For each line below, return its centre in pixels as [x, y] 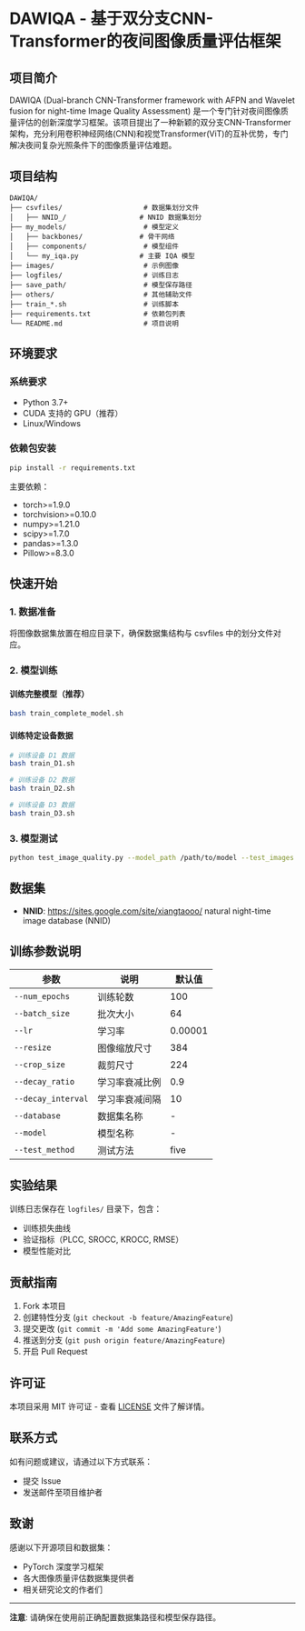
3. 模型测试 [34, 838]
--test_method [44, 1150]
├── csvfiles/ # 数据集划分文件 [104, 207]
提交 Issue [42, 1481]
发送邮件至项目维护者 [62, 1492]
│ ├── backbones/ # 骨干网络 [92, 236]
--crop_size [40, 1064]
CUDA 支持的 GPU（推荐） [73, 413]
